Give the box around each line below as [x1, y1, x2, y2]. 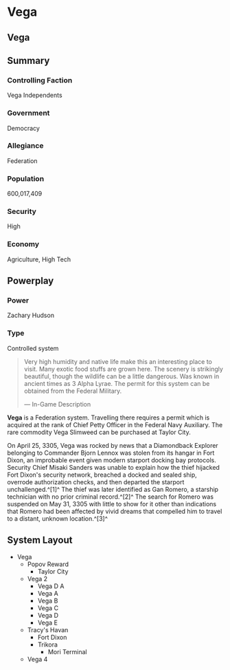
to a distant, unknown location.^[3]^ [7, 514, 108, 523]
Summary [7, 54, 50, 66]
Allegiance [7, 141, 44, 151]
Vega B [37, 596, 58, 605]
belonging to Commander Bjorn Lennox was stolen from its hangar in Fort [7, 449, 215, 457]
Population [7, 173, 45, 183]
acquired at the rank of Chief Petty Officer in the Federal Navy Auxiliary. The [7, 420, 223, 429]
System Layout [7, 534, 73, 546]
